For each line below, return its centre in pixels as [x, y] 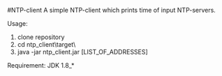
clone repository [41, 37]
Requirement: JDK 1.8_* [41, 65]
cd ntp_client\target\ [46, 44]
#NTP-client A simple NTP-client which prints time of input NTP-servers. [112, 10]
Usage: [17, 23]
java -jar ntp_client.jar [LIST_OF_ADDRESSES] [82, 52]
